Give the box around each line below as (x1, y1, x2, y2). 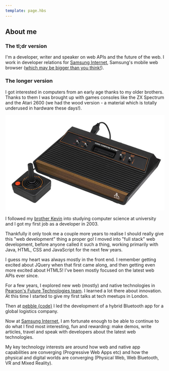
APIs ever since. (5, 273, 39, 279)
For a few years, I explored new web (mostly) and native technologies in (5, 283, 155, 288)
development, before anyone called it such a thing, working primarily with (5, 241, 158, 247)
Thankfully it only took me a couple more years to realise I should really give (5, 231, 164, 237)
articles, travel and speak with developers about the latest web (5, 329, 136, 335)
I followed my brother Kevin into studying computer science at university (5, 216, 156, 222)
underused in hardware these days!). (5, 105, 82, 111)
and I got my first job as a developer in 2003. (5, 221, 99, 227)
